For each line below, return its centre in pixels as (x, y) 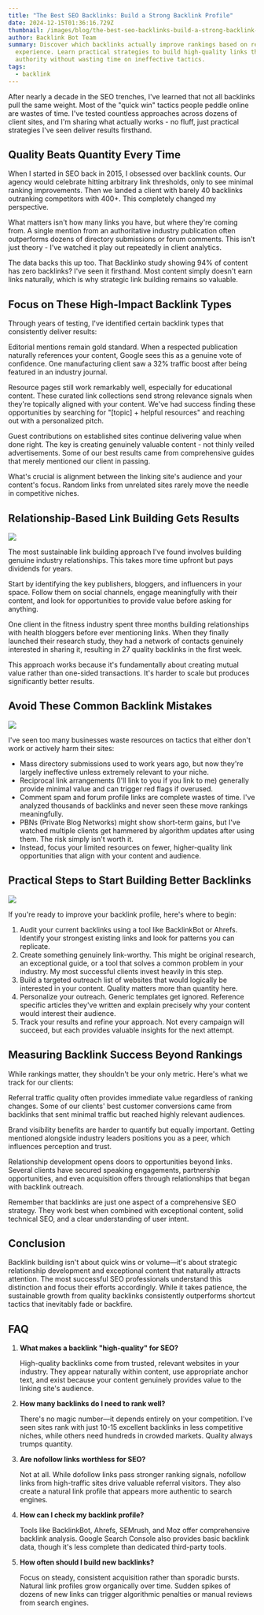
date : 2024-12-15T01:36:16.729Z (61, 23)
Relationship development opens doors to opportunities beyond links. (121, 1161)
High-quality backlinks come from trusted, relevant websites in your (129, 1364)
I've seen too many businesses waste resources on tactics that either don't (130, 740)
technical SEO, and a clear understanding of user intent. (99, 1219)
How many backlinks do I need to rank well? (92, 1404)
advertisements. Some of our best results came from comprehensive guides (131, 453)
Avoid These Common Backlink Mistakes (110, 706)
